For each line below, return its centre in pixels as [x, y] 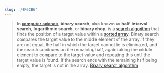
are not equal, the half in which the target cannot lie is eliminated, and [87, 44]
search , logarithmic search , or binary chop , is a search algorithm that [88, 29]
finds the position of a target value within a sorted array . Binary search [88, 34]
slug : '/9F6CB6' [21, 10]
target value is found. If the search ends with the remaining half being [87, 60]
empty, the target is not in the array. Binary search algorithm [77, 65]
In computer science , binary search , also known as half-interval [82, 24]
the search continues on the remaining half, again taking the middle [84, 49]
